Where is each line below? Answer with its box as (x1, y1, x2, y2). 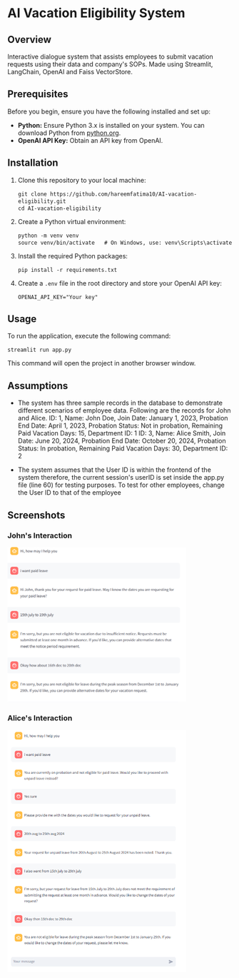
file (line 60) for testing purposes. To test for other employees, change (17, 480, 225, 490)
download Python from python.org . (17, 128, 121, 137)
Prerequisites (7, 88, 68, 101)
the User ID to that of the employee (17, 488, 121, 497)
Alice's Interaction (7, 713, 73, 723)
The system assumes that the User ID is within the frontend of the (17, 465, 212, 474)
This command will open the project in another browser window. (7, 359, 196, 368)
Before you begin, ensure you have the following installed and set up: (7, 107, 211, 116)
